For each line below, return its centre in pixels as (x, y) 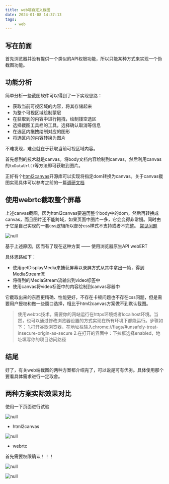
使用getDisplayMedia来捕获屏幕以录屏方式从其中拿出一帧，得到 (78, 267)
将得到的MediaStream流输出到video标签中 (56, 280)
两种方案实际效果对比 (38, 394)
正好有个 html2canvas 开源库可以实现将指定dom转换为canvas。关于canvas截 (84, 176)
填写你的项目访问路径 (44, 339)
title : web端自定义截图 (28, 10)
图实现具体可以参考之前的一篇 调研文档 (45, 183)
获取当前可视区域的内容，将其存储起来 (52, 106)
